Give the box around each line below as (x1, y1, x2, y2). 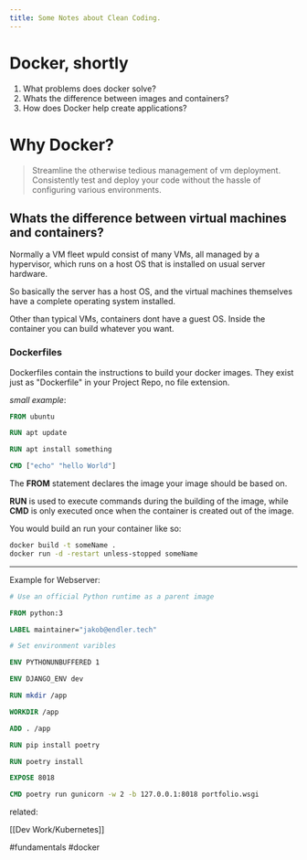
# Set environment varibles (9, 642, 117, 651)
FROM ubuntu (9, 412, 55, 421)
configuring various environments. (31, 184, 162, 195)
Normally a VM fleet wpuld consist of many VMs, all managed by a (9, 249, 260, 260)
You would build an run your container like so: (9, 523, 182, 535)
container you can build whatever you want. (9, 324, 175, 334)
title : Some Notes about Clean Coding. (9, 13, 162, 23)
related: (9, 806, 38, 818)
